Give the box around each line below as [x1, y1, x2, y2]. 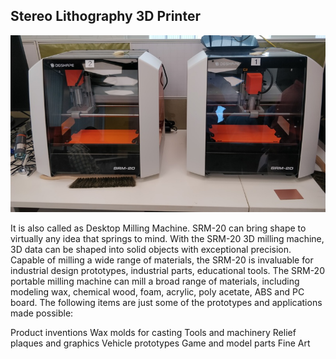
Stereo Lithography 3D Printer [10, 8, 201, 25]
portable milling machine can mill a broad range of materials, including [10, 275, 300, 288]
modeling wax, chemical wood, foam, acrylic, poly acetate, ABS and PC [10, 286, 305, 298]
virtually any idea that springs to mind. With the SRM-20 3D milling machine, [10, 233, 325, 245]
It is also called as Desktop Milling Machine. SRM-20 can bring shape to [10, 222, 307, 234]
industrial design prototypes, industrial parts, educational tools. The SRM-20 [10, 265, 325, 277]
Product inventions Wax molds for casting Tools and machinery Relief [10, 327, 297, 339]
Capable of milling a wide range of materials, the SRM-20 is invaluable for [10, 254, 314, 266]
